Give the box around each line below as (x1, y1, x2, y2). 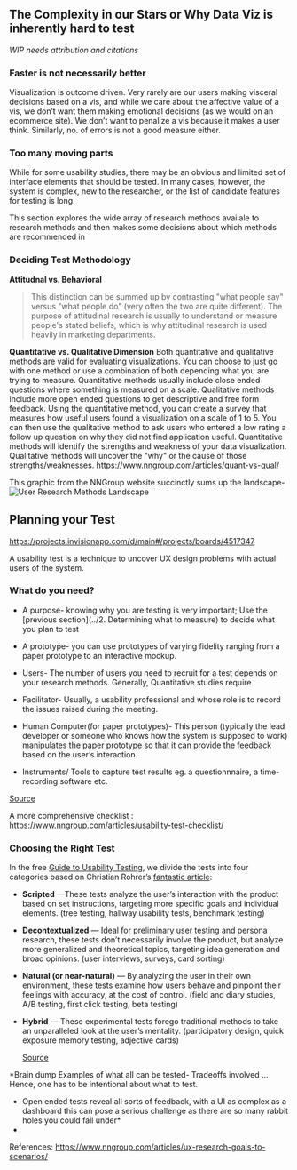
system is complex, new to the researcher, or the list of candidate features (9, 186, 281, 196)
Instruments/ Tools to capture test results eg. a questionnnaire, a (21, 766, 259, 777)
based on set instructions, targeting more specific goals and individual (21, 898, 279, 910)
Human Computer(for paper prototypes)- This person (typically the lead (21, 720, 285, 732)
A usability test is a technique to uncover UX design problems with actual (9, 553, 277, 564)
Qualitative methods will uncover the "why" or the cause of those (9, 450, 247, 461)
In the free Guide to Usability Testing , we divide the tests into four (9, 862, 249, 873)
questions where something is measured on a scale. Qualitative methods (9, 384, 275, 395)
